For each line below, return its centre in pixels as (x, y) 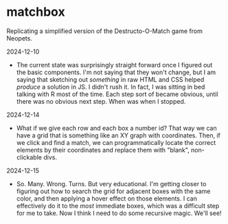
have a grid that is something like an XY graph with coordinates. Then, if (118, 135)
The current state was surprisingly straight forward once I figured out (114, 65)
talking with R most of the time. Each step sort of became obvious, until (117, 94)
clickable (29, 157)
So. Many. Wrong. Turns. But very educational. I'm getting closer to (111, 183)
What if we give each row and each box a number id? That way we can (116, 128)
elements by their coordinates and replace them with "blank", (103, 150)
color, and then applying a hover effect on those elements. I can (106, 198)
